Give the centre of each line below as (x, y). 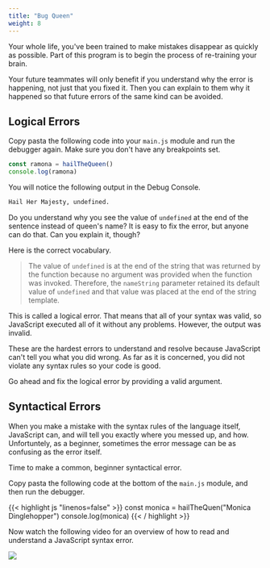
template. (44, 300)
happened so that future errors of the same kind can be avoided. (116, 96)
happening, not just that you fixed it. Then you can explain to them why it (129, 88)
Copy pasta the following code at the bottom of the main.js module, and (128, 483)
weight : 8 (25, 23)
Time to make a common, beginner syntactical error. (95, 467)
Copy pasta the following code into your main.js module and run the (122, 141)
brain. (18, 63)
